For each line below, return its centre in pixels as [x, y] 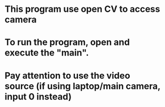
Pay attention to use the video [67, 76]
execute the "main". [47, 53]
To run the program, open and [67, 42]
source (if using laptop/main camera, [82, 86]
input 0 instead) [38, 96]
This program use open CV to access [82, 9]
